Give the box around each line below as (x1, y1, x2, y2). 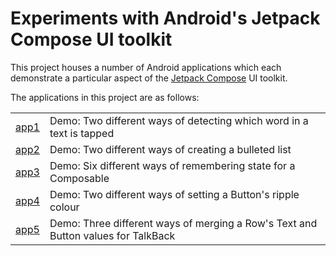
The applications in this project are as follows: (10, 91, 200, 103)
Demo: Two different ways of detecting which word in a (49, 113, 309, 127)
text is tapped (49, 126, 115, 140)
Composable (49, 171, 110, 185)
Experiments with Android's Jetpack (10, 7, 321, 30)
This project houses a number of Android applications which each (10, 61, 282, 73)
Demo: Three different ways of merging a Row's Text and (49, 216, 318, 230)
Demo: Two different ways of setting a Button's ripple (49, 187, 300, 201)
